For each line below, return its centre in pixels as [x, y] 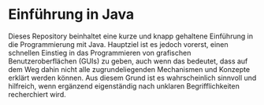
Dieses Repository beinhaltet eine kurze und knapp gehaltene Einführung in [131, 36]
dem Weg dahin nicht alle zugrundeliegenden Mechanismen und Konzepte [129, 69]
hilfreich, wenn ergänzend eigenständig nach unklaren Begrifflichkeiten [124, 86]
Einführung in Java [71, 14]
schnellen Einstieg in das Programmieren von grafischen [100, 52]
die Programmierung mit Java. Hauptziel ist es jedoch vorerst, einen [118, 44]
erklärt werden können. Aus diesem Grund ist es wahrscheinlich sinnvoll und [132, 78]
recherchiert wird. [37, 94]
